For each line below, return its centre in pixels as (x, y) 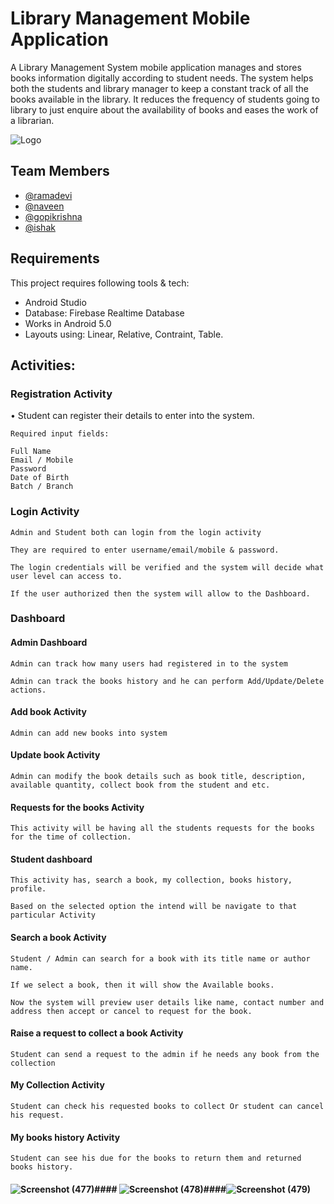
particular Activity (53, 915)
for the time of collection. (71, 837)
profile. (28, 889)
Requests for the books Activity (77, 807)
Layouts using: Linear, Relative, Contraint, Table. (124, 334)
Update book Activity (55, 755)
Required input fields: (60, 434)
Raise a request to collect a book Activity (97, 1033)
